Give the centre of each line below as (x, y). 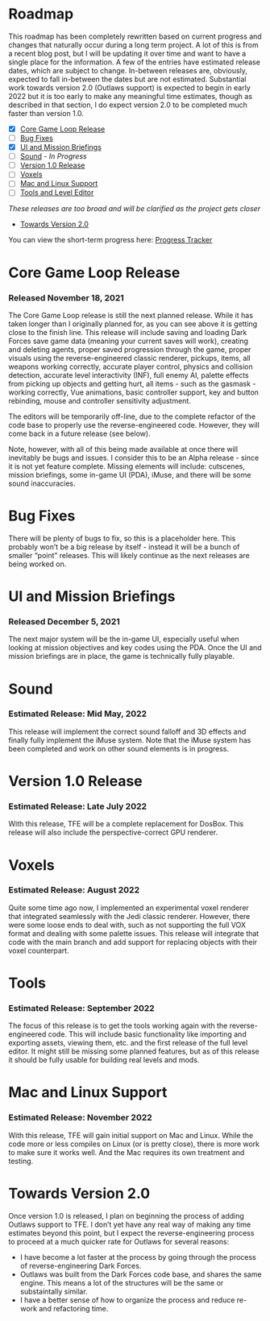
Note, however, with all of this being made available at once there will (123, 449)
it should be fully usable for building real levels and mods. (104, 1060)
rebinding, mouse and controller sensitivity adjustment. (100, 400)
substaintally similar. (54, 1291)
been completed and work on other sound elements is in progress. (119, 748)
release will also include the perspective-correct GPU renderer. (113, 832)
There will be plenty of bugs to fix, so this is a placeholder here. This (122, 538)
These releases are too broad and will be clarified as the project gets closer (134, 209)
